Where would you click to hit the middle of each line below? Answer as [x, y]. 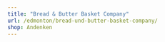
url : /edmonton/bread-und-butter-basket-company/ [83, 21]
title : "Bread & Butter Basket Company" [69, 14]
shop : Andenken [30, 27]
